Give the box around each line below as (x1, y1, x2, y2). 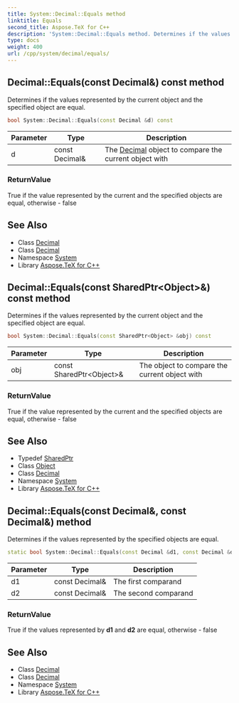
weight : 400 (7, 43, 43, 51)
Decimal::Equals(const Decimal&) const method (7, 76, 225, 89)
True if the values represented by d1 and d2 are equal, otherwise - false (7, 625, 218, 634)
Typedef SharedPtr (17, 454, 74, 462)
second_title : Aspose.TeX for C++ (7, 23, 110, 31)
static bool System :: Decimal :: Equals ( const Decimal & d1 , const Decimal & (7, 549, 231, 556)
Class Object (17, 462, 55, 470)
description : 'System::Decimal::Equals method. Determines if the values (7, 30, 231, 38)
